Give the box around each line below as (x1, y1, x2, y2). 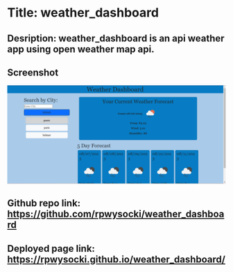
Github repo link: (7, 197, 81, 209)
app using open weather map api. (7, 43, 155, 55)
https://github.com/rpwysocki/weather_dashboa (7, 208, 225, 220)
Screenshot (7, 66, 59, 78)
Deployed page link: (7, 242, 96, 254)
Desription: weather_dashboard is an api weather (7, 33, 225, 44)
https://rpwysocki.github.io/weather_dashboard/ (7, 253, 225, 265)
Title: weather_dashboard (7, 5, 159, 21)
